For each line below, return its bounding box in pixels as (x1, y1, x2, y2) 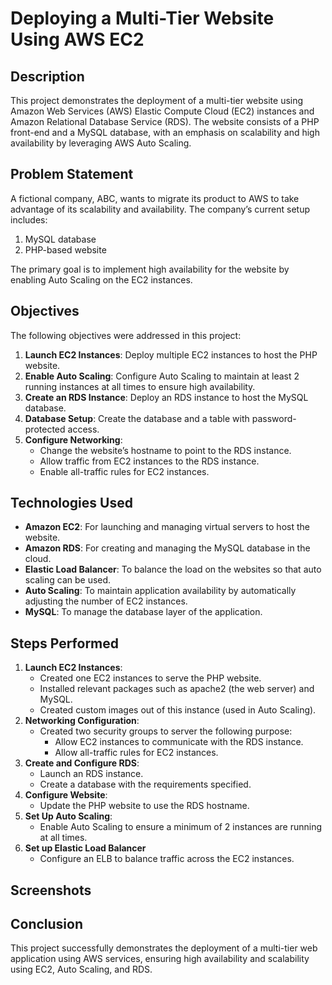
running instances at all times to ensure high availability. (24, 380, 256, 392)
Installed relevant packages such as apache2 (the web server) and (39, 683, 315, 695)
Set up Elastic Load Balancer (24, 842, 147, 854)
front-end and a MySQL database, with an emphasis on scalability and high (10, 127, 320, 138)
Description (10, 68, 85, 85)
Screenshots (10, 882, 92, 899)
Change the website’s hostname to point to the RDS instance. (39, 444, 292, 456)
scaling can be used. (24, 574, 112, 586)
